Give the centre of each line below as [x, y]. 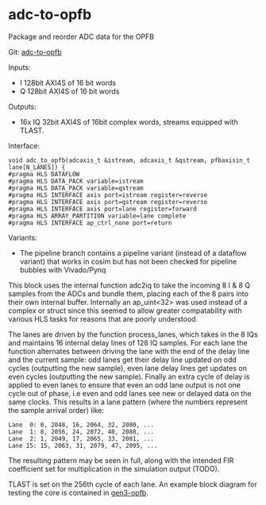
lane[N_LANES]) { [37, 167]
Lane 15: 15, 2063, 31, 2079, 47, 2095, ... [83, 445]
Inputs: [19, 67]
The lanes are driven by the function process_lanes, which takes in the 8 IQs [133, 334]
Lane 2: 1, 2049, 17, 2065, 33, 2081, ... [81, 438]
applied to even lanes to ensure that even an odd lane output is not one [124, 385]
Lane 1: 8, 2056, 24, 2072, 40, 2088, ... [81, 432]
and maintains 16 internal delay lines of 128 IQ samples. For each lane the [128, 342]
